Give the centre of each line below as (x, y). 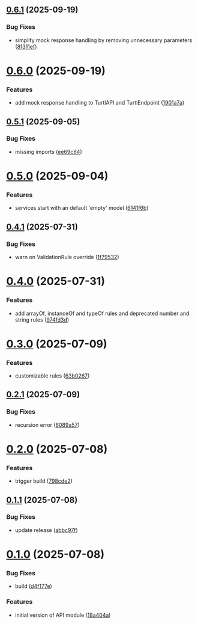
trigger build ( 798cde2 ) (44, 481)
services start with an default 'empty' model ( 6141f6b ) (82, 208)
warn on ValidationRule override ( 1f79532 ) (67, 257)
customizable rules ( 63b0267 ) (52, 376)
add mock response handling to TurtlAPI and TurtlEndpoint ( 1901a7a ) (100, 103)
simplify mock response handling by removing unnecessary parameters (103, 40)
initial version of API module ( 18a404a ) (63, 615)
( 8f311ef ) (26, 46)
